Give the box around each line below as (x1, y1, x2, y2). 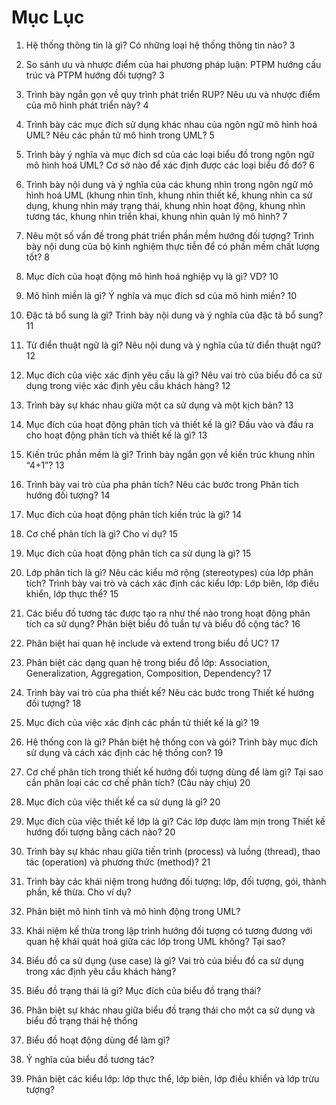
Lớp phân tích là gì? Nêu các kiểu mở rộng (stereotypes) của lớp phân (25, 566, 314, 578)
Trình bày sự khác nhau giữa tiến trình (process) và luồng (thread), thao (25, 845, 321, 857)
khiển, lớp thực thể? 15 (25, 587, 119, 600)
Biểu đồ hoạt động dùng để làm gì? (25, 1034, 171, 1046)
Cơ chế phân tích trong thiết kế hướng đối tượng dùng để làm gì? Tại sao (25, 766, 324, 778)
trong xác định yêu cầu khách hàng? (25, 965, 177, 977)
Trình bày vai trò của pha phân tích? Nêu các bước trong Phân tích (25, 478, 299, 490)
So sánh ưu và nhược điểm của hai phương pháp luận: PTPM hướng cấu (25, 58, 322, 70)
